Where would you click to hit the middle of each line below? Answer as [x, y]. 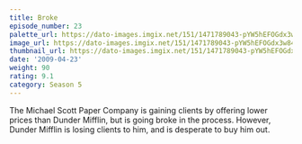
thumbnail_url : [38, 51]
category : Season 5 [46, 85]
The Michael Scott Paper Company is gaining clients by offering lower [138, 110]
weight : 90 [30, 68]
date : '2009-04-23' [46, 59]
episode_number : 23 [46, 26]
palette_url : [34, 34]
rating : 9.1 [31, 76]
